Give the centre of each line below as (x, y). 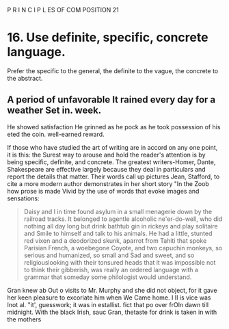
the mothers (24, 319)
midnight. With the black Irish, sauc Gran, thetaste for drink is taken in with (112, 312)
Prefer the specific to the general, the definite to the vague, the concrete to (113, 70)
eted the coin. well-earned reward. (56, 134)
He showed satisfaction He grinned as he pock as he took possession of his (114, 127)
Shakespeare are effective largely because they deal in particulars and (107, 169)
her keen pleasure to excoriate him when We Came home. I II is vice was (109, 298)
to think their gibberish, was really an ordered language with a (111, 269)
